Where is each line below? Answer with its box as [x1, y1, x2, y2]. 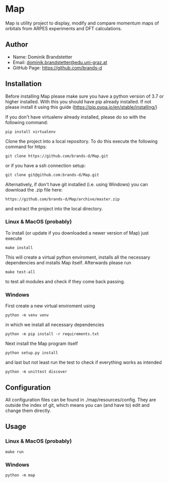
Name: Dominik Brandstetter [12, 54, 73, 60]
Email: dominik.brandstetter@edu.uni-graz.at [12, 59, 107, 65]
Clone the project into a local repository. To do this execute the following [5, 138, 158, 144]
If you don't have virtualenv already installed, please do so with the [5, 113, 147, 120]
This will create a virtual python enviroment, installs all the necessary [5, 254, 151, 260]
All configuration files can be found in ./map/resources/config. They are [5, 397, 156, 403]
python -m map [5, 472, 36, 478]
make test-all [5, 269, 36, 274]
